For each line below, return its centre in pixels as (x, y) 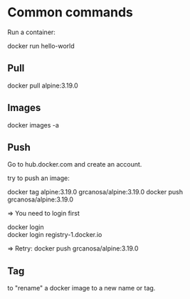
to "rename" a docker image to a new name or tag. (81, 288)
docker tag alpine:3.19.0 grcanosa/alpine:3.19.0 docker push (95, 192)
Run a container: (31, 32)
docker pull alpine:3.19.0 (43, 85)
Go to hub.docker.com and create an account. (75, 164)
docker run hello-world (41, 46)
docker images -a (33, 125)
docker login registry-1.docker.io (55, 235)
